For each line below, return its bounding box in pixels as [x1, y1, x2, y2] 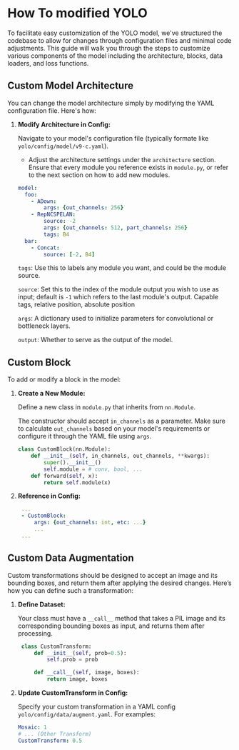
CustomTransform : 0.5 [17, 737, 83, 744]
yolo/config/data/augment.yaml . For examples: [17, 710, 156, 719]
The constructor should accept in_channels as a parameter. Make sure [17, 416, 226, 426]
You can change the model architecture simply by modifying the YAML [7, 99, 215, 107]
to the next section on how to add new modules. [28, 170, 171, 179]
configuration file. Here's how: [7, 106, 96, 115]
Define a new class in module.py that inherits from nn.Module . [17, 403, 196, 411]
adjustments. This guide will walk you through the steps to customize [7, 44, 210, 52]
